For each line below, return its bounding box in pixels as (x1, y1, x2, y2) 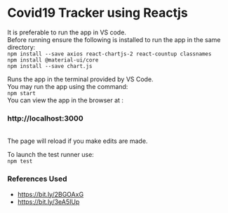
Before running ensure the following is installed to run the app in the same (7, 35, 221, 43)
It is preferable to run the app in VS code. (7, 28, 126, 36)
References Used (7, 174, 67, 184)
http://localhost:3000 (7, 114, 84, 123)
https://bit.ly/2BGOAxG (17, 190, 84, 198)
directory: (7, 43, 36, 51)
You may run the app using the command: (7, 82, 128, 90)
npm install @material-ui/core (7, 56, 99, 64)
